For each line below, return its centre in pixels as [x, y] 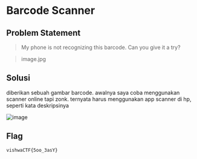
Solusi [18, 78]
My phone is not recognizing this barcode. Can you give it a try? [101, 47]
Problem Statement [44, 33]
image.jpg [34, 59]
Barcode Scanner [51, 11]
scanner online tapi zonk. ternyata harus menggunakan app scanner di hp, [99, 99]
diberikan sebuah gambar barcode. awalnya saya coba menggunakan [93, 92]
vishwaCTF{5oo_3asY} [32, 150]
